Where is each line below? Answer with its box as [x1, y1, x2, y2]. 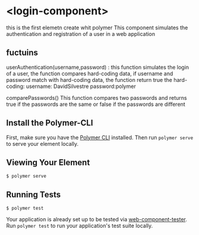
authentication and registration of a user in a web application [6, 30, 156, 37]
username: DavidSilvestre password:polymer [26, 83, 136, 90]
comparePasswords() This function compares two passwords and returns [6, 94, 187, 101]
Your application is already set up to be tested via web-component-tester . [6, 216, 188, 223]
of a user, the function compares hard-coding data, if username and [6, 70, 173, 77]
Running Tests [6, 190, 61, 200]
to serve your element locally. [6, 140, 79, 147]
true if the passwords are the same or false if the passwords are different [6, 100, 186, 108]
